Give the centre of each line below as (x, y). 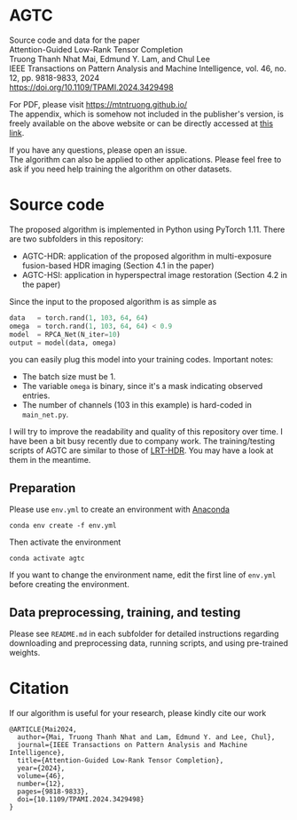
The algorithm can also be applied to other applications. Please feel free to (145, 159)
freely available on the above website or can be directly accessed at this (141, 123)
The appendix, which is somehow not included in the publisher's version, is (146, 114)
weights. (25, 653)
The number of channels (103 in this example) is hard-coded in (137, 405)
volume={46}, (41, 776)
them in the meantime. (50, 460)
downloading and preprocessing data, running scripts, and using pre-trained (149, 643)
